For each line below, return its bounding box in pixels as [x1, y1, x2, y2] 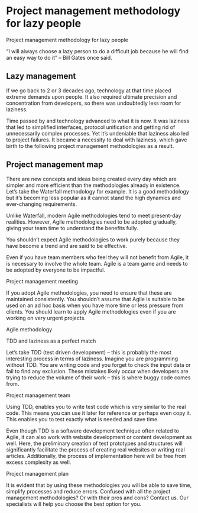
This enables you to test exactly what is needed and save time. [6, 415, 159, 422]
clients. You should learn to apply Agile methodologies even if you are [6, 308, 176, 315]
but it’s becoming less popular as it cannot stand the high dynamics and [6, 194, 181, 201]
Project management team [6, 392, 71, 399]
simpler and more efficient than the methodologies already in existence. [6, 182, 181, 189]
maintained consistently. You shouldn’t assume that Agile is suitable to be [6, 295, 185, 302]
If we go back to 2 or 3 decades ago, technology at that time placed [6, 87, 171, 94]
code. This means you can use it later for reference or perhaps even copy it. [6, 409, 191, 417]
